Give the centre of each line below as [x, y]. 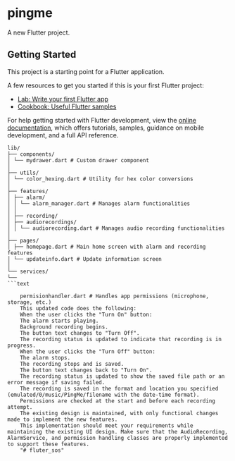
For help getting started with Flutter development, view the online [102, 120]
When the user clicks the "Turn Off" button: [88, 351]
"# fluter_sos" [42, 450]
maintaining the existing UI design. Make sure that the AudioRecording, [118, 431]
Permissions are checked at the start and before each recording [118, 401]
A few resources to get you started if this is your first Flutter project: [106, 85]
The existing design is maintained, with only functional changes [119, 413]
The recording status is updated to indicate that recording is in [121, 339]
